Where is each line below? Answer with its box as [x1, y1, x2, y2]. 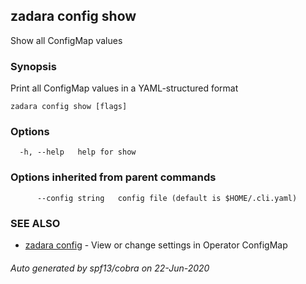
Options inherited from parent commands [10, 170, 217, 184]
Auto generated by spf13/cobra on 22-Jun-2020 [10, 262, 210, 274]
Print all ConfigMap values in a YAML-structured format [10, 82, 239, 94]
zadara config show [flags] [10, 102, 128, 112]
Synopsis [10, 59, 57, 73]
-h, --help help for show [19, 147, 137, 158]
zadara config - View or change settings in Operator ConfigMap [24, 239, 288, 251]
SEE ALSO [10, 216, 61, 230]
